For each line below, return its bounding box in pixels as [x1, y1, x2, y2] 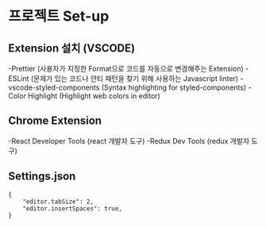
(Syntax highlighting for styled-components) [101, 83, 247, 92]
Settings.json [8, 170, 76, 183]
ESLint [8, 74, 29, 83]
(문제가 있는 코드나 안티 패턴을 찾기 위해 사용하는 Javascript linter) [30, 74, 239, 83]
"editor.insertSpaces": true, [22, 204, 123, 213]
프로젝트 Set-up [8, 7, 110, 25]
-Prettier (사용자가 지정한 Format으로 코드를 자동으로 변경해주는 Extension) [8, 64, 244, 73]
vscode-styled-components [8, 83, 100, 92]
